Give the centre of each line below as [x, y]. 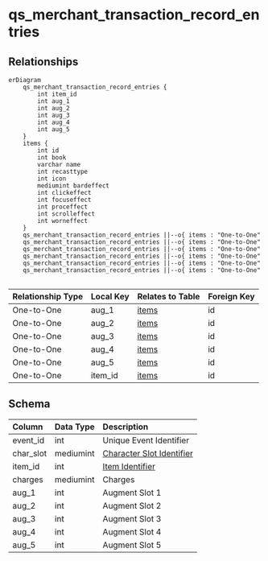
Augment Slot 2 [132, 505]
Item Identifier [129, 466]
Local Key [111, 297]
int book [52, 158]
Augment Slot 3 [132, 518]
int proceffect [63, 207]
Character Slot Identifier [148, 453]
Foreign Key [231, 297]
